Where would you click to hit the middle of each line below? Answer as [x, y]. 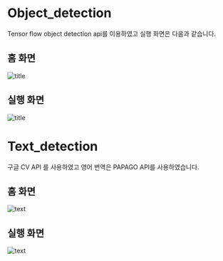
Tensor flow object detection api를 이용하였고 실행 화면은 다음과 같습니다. [111, 33]
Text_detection [53, 146]
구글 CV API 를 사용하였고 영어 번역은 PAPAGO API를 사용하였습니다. [103, 167]
